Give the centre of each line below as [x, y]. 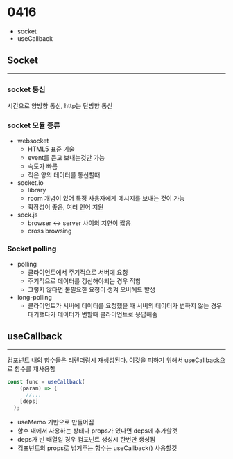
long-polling [34, 297]
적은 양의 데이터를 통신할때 [64, 175]
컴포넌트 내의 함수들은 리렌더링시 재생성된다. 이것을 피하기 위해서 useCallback [114, 360]
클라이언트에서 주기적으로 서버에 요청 [78, 272]
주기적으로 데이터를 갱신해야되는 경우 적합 [84, 280]
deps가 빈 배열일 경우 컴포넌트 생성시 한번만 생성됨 [86, 439]
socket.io [30, 183]
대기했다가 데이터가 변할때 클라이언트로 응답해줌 [93, 314]
